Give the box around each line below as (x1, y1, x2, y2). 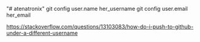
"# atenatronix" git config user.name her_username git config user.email (6, 5, 188, 12)
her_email (6, 11, 31, 19)
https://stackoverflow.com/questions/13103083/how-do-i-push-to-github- (6, 23, 194, 30)
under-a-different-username (6, 29, 78, 37)
